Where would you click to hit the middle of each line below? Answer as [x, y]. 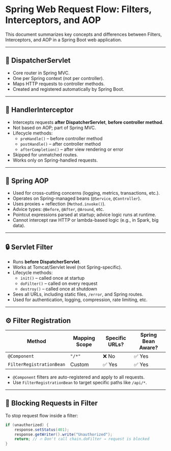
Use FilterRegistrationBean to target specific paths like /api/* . [80, 382]
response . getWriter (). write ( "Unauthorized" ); [64, 434]
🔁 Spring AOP [27, 181]
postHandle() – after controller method [60, 144]
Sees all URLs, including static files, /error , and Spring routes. [78, 295]
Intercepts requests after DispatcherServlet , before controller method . [88, 122]
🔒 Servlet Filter [29, 247]
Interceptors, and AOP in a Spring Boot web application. [64, 40]
